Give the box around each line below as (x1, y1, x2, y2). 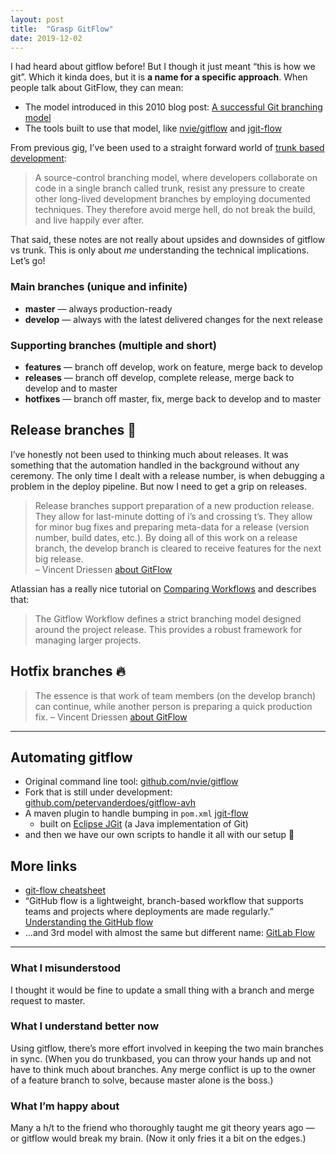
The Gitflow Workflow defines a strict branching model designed (34, 612, 302, 625)
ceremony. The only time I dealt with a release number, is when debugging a (10, 469, 325, 481)
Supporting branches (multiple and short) (10, 338, 217, 352)
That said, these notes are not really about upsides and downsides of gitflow (10, 234, 326, 246)
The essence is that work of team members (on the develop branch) (34, 689, 317, 701)
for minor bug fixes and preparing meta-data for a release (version (34, 521, 310, 533)
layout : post (10, 14, 65, 25)
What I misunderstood (10, 961, 121, 975)
